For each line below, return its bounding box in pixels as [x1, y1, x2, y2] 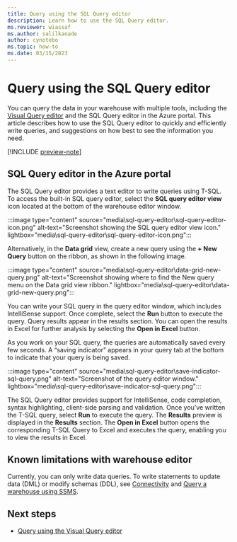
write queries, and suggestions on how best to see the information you [7, 126, 214, 134]
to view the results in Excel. [7, 433, 87, 442]
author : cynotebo [7, 37, 59, 44]
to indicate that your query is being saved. [7, 353, 131, 362]
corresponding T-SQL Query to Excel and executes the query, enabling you [7, 425, 226, 434]
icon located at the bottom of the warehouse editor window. [7, 202, 182, 210]
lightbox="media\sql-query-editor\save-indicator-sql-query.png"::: [7, 381, 202, 390]
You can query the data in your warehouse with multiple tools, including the [7, 103, 228, 112]
